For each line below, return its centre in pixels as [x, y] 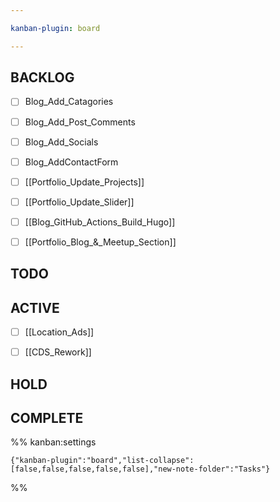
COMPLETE [47, 418]
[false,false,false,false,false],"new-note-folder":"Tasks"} [140, 469]
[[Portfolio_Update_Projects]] [84, 182]
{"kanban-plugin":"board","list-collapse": [102, 461]
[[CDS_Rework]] [58, 352]
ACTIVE [35, 307]
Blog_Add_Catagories [69, 102]
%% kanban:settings [53, 442]
